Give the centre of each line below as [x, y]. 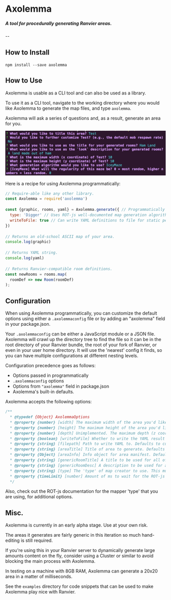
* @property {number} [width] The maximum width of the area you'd [83, 422]
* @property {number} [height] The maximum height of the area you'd [85, 428]
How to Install [27, 52]
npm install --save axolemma [36, 65]
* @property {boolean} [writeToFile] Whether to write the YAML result [88, 439]
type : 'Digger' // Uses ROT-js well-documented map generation [78, 215]
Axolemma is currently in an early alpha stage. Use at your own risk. [77, 525]
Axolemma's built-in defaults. [44, 392]
